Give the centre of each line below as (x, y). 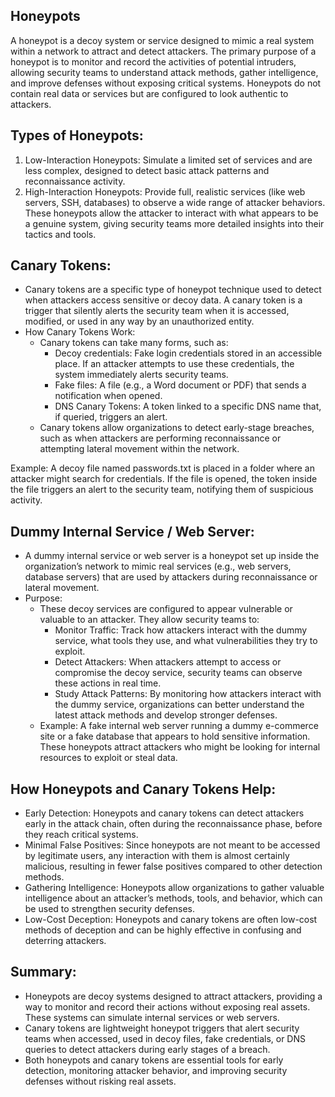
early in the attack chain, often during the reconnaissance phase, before (173, 824)
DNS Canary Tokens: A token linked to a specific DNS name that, (188, 406)
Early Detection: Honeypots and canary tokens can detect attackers (164, 813)
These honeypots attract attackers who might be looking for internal (180, 747)
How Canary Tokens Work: (80, 332)
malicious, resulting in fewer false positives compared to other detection (173, 866)
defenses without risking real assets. (100, 1081)
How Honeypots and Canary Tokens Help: (143, 789)
